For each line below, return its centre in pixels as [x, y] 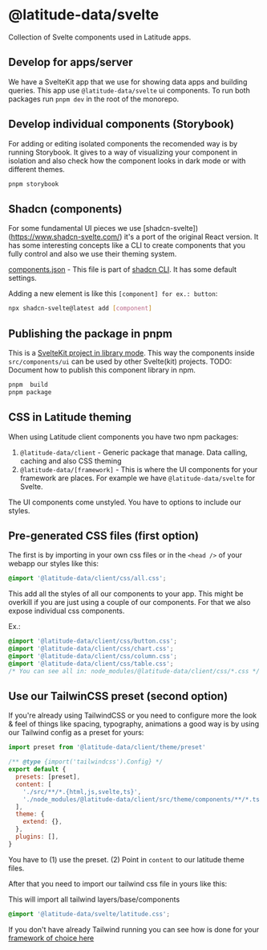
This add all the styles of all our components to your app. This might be [126, 594]
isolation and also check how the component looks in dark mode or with [127, 160]
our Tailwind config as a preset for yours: [76, 733]
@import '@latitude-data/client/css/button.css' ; [93, 641]
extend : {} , [42, 822]
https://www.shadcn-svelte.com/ [65, 237]
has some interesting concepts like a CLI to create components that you [127, 245]
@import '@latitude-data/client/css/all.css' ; [87, 578]
